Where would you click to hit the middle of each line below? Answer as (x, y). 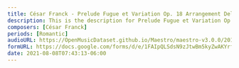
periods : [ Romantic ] (38, 34)
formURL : (20, 47)
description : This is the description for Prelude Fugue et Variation (114, 21)
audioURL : (22, 40)
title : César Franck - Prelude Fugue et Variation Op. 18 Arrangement (114, 14)
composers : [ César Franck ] (47, 27)
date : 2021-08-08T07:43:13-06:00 (57, 54)
